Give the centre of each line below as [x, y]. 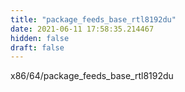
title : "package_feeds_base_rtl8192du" [93, 19]
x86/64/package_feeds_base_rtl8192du [92, 76]
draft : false [37, 47]
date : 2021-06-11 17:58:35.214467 [82, 29]
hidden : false [40, 38]
